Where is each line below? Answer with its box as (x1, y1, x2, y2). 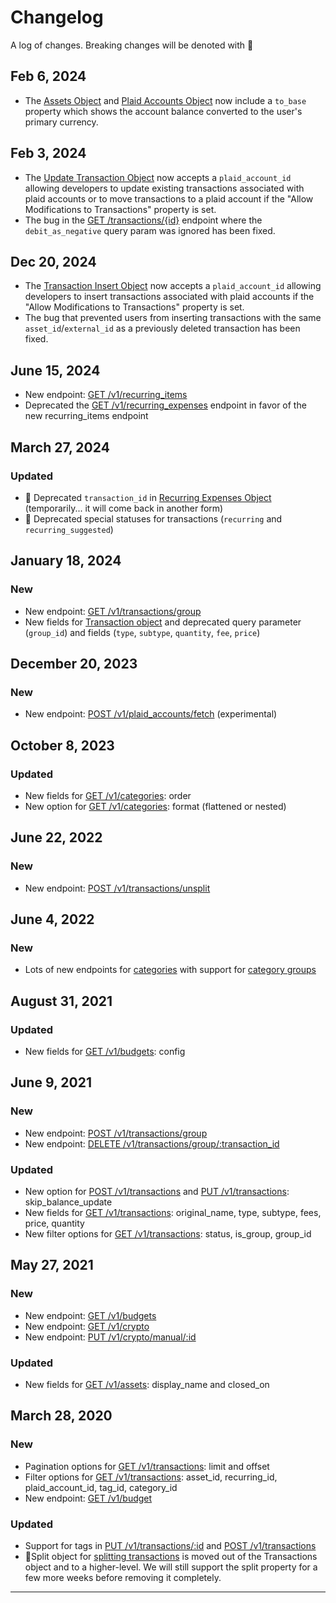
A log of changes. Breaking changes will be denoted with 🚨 (10, 39, 254, 51)
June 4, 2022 (10, 911, 95, 928)
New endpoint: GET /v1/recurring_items (24, 389, 188, 401)
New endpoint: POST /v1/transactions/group (24, 1127, 208, 1139)
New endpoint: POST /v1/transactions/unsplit (24, 882, 211, 894)
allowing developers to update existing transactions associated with (24, 182, 305, 194)
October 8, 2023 (10, 737, 115, 754)
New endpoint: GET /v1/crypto (24, 1320, 150, 1332)
